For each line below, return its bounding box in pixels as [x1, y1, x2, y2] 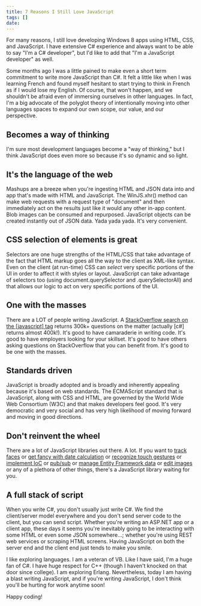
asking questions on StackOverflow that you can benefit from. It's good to [6, 341, 189, 349]
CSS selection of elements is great [6, 235, 138, 245]
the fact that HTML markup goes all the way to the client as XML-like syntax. [6, 257, 195, 264]
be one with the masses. [6, 348, 67, 355]
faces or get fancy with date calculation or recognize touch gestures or [6, 453, 182, 460]
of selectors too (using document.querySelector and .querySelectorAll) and [6, 276, 193, 283]
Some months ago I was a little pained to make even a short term [6, 67, 167, 75]
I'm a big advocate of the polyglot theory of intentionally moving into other [6, 99, 190, 107]
